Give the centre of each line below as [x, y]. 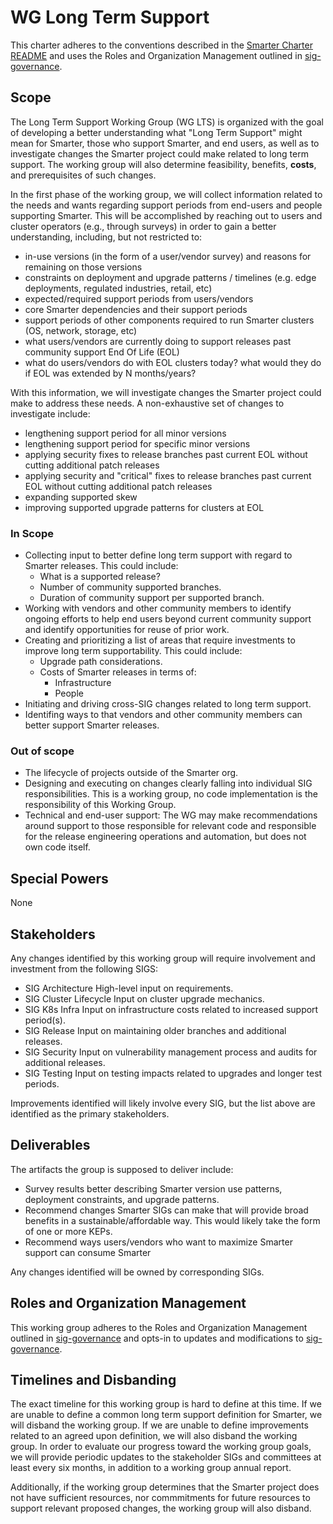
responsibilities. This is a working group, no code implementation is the [171, 794]
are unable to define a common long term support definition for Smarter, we [166, 1415]
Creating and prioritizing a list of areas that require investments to [160, 640]
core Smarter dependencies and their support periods [136, 309]
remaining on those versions [83, 267]
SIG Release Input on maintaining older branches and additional [155, 1030]
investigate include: [50, 413]
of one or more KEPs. [68, 1231]
